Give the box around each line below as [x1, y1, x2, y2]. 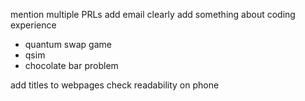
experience [10, 19, 57, 31]
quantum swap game [24, 39, 112, 50]
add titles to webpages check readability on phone [10, 79, 220, 91]
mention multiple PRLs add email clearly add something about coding [10, 9, 296, 20]
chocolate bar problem [24, 60, 119, 71]
